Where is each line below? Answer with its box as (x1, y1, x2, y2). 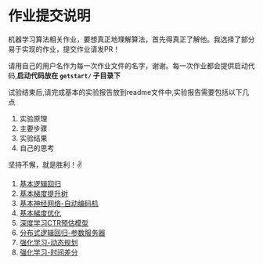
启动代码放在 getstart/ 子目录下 (16, 71, 121, 80)
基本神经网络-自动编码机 (19, 198, 99, 208)
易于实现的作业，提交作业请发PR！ (8, 44, 120, 53)
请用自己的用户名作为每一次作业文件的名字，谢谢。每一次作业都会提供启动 (8, 60, 248, 71)
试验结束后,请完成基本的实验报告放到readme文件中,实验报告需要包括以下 (8, 87, 243, 96)
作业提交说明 (8, 7, 92, 25)
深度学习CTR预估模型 (19, 218, 89, 227)
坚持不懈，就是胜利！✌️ (8, 160, 83, 169)
